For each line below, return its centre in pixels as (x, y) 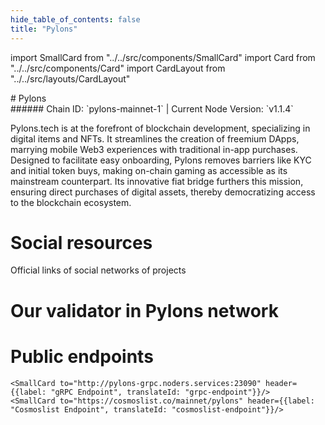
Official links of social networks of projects (98, 270)
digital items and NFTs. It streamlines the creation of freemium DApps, (155, 138)
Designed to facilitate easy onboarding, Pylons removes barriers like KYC (161, 160)
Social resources (81, 242)
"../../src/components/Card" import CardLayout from (118, 68)
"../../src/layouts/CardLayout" (70, 78)
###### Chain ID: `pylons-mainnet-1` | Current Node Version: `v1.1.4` (152, 108)
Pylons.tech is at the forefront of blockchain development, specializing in (160, 128)
